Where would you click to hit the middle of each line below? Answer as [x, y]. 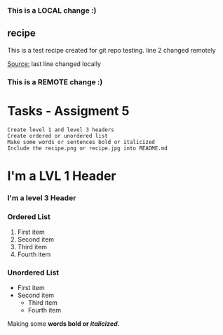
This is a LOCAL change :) [52, 11]
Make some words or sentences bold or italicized [81, 142]
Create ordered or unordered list [58, 136]
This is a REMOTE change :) [55, 81]
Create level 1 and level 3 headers [61, 130]
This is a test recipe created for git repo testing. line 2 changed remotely [111, 50]
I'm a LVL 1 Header [62, 176]
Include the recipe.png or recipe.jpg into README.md [88, 148]
